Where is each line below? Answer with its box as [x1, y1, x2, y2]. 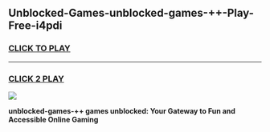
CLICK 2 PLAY [8, 73, 64, 84]
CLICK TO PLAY [8, 43, 71, 54]
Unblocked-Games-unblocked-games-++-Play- [8, 6, 255, 20]
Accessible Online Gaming [8, 114, 99, 124]
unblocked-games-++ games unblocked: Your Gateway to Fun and [8, 106, 235, 115]
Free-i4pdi [8, 19, 63, 33]
